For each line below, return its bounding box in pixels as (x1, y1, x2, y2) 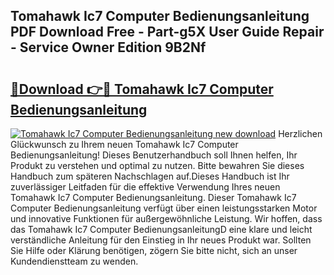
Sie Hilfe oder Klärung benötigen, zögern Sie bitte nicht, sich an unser (10, 245, 298, 256)
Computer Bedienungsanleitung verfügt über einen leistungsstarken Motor (10, 202, 318, 214)
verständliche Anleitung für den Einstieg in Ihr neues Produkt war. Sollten (10, 234, 312, 246)
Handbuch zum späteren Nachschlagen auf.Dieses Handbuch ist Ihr (10, 170, 290, 182)
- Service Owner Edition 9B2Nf (10, 39, 207, 56)
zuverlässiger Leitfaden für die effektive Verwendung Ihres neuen (10, 181, 281, 193)
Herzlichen (278, 128, 323, 139)
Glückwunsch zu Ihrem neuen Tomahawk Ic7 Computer (10, 139, 239, 150)
